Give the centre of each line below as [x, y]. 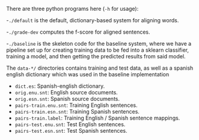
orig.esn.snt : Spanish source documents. [67, 99]
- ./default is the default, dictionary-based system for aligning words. [93, 20]
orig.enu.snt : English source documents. [66, 92]
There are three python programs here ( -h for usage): [72, 9]
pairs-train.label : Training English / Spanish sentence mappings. [97, 118]
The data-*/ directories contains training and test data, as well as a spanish [100, 68]
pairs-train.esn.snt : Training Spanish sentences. [77, 111]
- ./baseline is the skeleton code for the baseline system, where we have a [99, 44]
